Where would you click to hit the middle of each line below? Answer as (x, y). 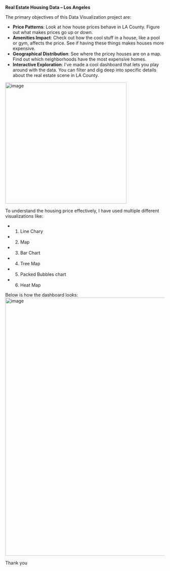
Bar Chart (30, 253)
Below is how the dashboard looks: (42, 295)
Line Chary (31, 231)
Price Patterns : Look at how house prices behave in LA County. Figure (86, 27)
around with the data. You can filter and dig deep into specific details (84, 70)
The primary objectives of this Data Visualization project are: (68, 17)
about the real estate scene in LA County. (56, 75)
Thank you (16, 563)
